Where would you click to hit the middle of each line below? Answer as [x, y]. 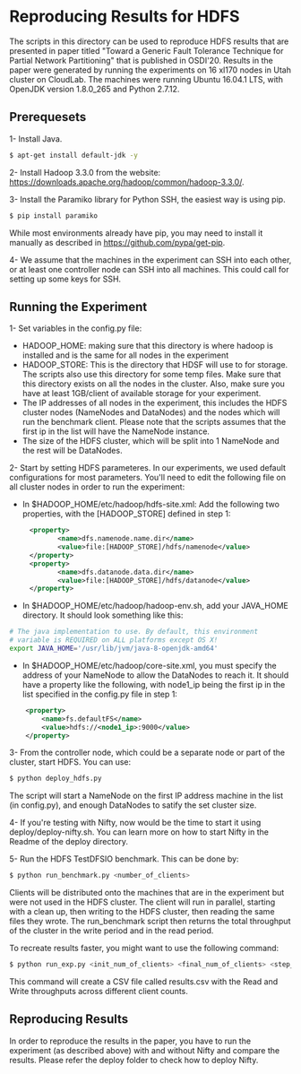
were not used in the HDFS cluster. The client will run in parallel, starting [142, 902]
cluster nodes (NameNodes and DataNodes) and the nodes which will [151, 412]
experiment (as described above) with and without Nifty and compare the [145, 1050]
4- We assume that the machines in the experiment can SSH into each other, [150, 260]
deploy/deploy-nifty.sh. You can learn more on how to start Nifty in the [139, 832]
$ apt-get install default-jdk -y [74, 155]
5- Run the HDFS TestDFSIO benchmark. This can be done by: [124, 859]
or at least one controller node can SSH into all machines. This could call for [149, 269]
